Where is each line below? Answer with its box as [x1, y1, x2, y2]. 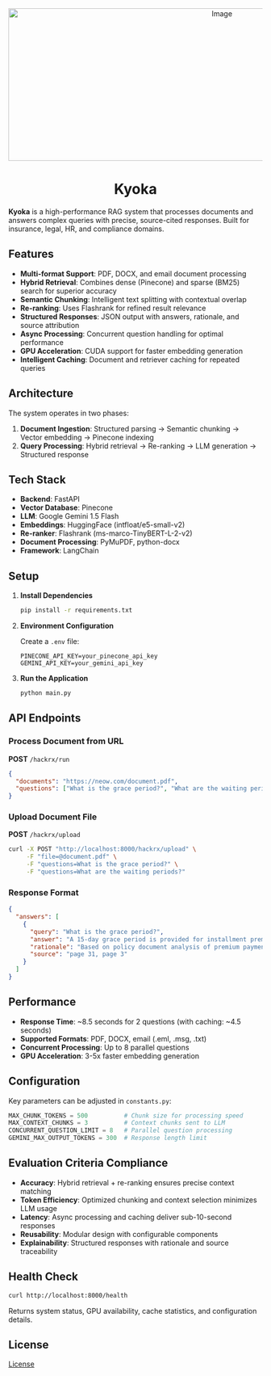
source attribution [19, 320, 80, 330]
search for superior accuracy [19, 286, 117, 296]
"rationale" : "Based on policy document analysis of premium [29, 943, 240, 951]
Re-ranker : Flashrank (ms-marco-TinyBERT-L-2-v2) [19, 528, 193, 538]
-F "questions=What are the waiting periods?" [26, 868, 186, 876]
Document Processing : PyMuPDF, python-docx [19, 537, 180, 547]
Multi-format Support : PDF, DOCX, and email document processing [19, 268, 247, 278]
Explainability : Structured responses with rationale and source [19, 1238, 229, 1248]
